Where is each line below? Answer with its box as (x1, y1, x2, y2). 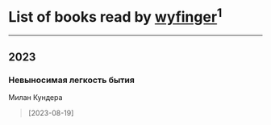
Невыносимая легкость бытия (8, 74, 135, 85)
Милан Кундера (8, 92, 63, 102)
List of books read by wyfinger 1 (8, 5, 223, 27)
